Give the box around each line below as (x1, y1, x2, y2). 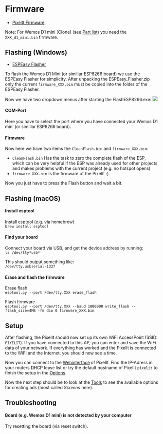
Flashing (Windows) (5, 48, 67, 57)
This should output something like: (5, 259, 74, 265)
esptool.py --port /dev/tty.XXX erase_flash (5, 290, 97, 295)
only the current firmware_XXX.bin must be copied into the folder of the (5, 81, 147, 87)
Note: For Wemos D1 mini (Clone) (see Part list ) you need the (5, 29, 127, 35)
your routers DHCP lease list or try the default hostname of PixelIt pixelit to (5, 365, 158, 371)
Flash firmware (5, 299, 35, 305)
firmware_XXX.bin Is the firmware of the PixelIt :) (12, 171, 109, 177)
